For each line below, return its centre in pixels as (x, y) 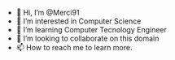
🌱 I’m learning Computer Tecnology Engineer (91, 30)
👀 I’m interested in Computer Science (79, 21)
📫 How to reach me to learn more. (74, 47)
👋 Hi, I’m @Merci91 (48, 13)
